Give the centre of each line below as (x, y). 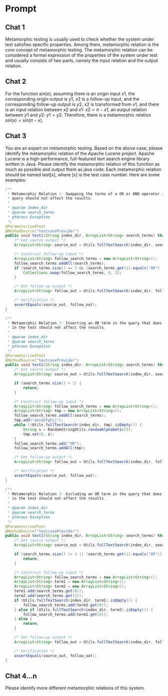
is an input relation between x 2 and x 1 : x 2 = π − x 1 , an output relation (76, 109)
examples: (16, 180)
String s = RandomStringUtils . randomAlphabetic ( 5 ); (78, 429)
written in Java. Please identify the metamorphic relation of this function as (82, 164)
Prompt (21, 9)
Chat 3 (16, 136)
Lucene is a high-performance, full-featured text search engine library (77, 159)
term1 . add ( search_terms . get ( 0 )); (49, 591)
